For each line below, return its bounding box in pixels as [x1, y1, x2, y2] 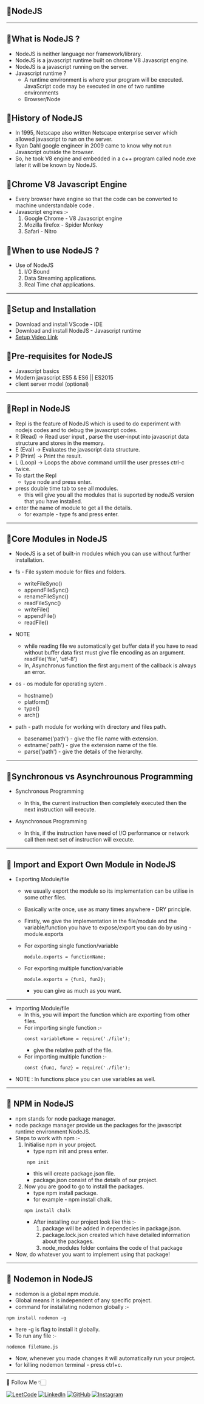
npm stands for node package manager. [15, 1115, 115, 1122]
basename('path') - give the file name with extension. [24, 735, 158, 742]
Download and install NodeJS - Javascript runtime [15, 327, 141, 334]
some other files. [24, 893, 67, 901]
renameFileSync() [24, 593, 69, 600]
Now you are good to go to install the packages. [24, 1183, 144, 1190]
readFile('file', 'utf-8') [24, 656, 78, 663]
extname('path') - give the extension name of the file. [24, 742, 158, 749]
